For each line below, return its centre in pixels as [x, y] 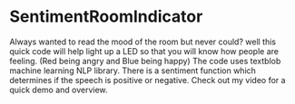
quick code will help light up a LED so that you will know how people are [144, 51]
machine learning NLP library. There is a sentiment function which [133, 71]
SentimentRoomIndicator [106, 17]
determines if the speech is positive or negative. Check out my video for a [147, 80]
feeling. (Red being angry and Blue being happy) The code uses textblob [145, 61]
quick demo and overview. [59, 90]
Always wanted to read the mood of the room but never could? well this [143, 42]
